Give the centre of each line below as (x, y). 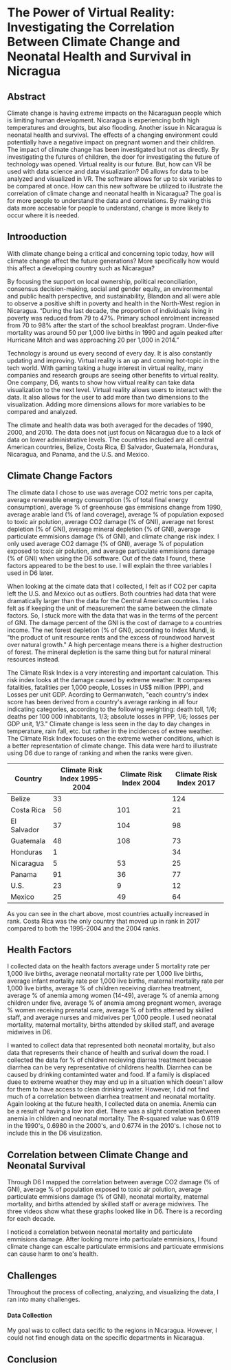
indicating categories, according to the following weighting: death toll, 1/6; (112, 709)
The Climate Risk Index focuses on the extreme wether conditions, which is (113, 738)
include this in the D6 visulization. (55, 1133)
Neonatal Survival (46, 1165)
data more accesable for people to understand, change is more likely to (108, 208)
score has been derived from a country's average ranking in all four (102, 702)
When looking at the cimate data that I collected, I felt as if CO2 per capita (112, 586)
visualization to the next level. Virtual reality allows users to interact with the (114, 389)
